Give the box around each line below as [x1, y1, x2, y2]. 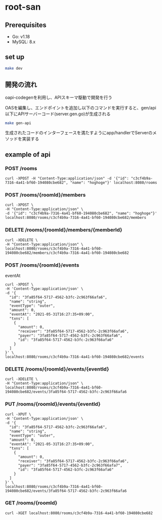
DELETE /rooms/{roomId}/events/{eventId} [5, 365, 109, 372]
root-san [5, 1, 41, 13]
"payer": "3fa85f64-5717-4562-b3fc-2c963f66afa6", [17, 333, 123, 338]
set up [5, 53, 25, 61]
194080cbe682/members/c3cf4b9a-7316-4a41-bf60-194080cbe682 [5, 250, 130, 255]
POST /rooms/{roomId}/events [5, 262, 80, 269]
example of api [5, 150, 51, 159]
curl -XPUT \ [5, 412, 32, 417]
